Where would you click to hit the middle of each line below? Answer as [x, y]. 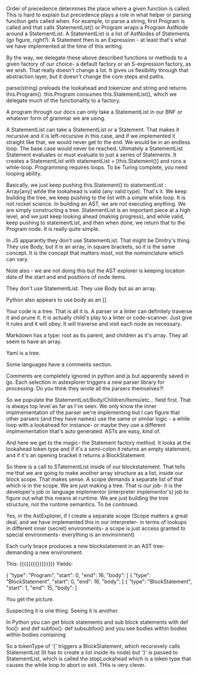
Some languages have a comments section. [59, 364]
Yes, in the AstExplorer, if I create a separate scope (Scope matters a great [97, 516]
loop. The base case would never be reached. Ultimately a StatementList [95, 148]
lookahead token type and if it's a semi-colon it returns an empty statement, [98, 449]
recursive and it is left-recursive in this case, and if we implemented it [91, 136]
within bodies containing [36, 635]
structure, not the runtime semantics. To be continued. [72, 504]
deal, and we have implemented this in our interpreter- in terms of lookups [97, 522]
